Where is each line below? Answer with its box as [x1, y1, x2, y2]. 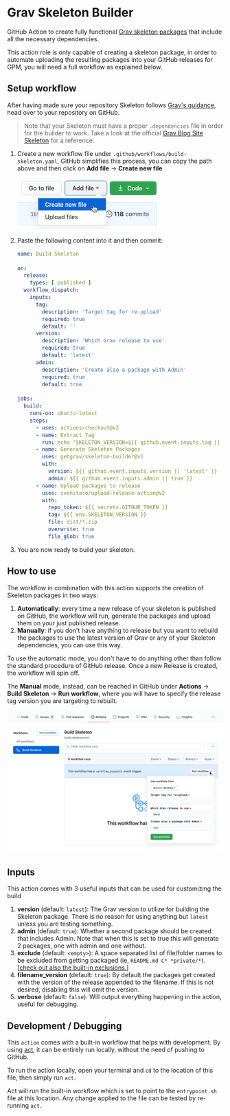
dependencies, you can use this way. [16, 640, 122, 649]
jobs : [16, 395, 33, 403]
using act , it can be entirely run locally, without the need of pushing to [7, 1045, 205, 1053]
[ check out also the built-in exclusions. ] [16, 963, 129, 972]
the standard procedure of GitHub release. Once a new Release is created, [7, 661, 218, 669]
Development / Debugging [7, 1020, 122, 1031]
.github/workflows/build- [113, 150, 187, 157]
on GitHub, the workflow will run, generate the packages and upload [16, 612, 211, 620]
